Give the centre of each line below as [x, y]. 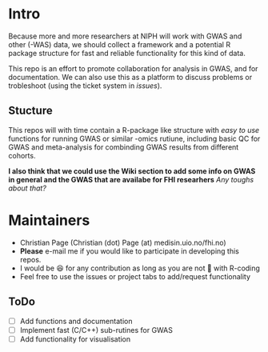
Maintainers [49, 220]
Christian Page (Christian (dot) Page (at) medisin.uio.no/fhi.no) [123, 242]
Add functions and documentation [76, 321]
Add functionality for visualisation [75, 339]
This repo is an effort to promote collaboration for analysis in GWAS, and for [133, 68]
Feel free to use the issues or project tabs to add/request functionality [135, 276]
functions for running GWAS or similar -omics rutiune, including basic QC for [134, 138]
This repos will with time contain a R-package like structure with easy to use [134, 130]
